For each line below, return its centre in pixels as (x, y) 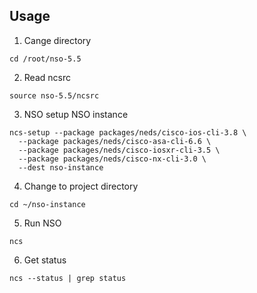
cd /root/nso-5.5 (45, 59)
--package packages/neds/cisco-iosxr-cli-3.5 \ (119, 150)
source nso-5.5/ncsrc (54, 95)
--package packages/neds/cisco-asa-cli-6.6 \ (115, 141)
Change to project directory (81, 186)
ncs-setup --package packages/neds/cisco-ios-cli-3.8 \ (128, 132)
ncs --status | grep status (68, 278)
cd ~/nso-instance (47, 204)
